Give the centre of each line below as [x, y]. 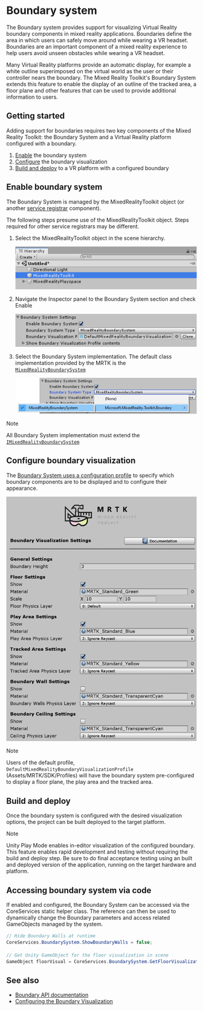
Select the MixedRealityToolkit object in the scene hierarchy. [90, 238]
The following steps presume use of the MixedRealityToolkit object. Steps [98, 220]
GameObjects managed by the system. [55, 924]
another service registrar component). [54, 208]
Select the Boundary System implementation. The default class [93, 356]
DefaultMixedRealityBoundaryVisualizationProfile [70, 769]
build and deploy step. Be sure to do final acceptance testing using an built [99, 858]
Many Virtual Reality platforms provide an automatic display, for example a [99, 65]
